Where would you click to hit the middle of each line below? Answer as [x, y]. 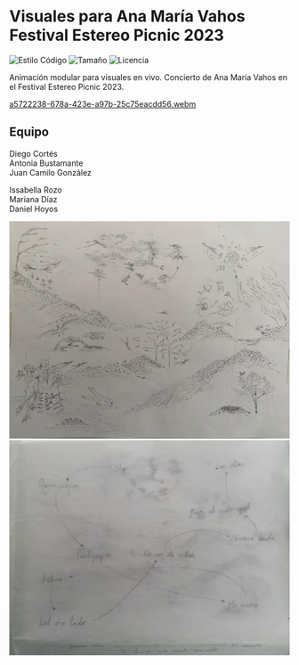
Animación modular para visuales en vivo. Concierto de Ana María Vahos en [148, 77]
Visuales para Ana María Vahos [127, 16]
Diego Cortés [33, 153]
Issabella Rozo [36, 190]
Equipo [29, 132]
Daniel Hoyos [34, 209]
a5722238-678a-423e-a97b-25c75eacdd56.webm [103, 103]
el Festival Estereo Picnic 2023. [67, 86]
